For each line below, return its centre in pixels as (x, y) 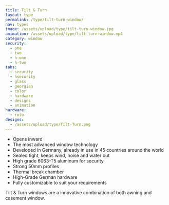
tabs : (11, 67)
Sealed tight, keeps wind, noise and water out (61, 155)
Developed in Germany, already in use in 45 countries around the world (88, 150)
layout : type (19, 15)
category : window (24, 39)
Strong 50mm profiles (36, 166)
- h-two (18, 63)
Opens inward (27, 139)
